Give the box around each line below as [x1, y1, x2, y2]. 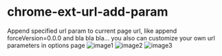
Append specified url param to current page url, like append [7, 27, 177, 35]
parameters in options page [7, 41, 86, 49]
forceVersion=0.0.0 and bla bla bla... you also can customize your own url [7, 33, 215, 42]
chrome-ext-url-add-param [7, 4, 168, 20]
